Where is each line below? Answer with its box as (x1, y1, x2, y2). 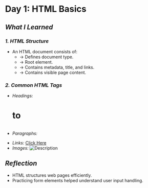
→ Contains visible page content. (19, 70, 86, 75)
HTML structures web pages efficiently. (12, 172, 92, 178)
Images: (12, 145, 29, 151)
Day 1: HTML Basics (5, 3, 86, 15)
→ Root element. (19, 59, 53, 65)
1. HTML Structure (5, 38, 49, 45)
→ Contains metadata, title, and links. (19, 64, 95, 70)
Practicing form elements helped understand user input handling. (12, 177, 144, 183)
